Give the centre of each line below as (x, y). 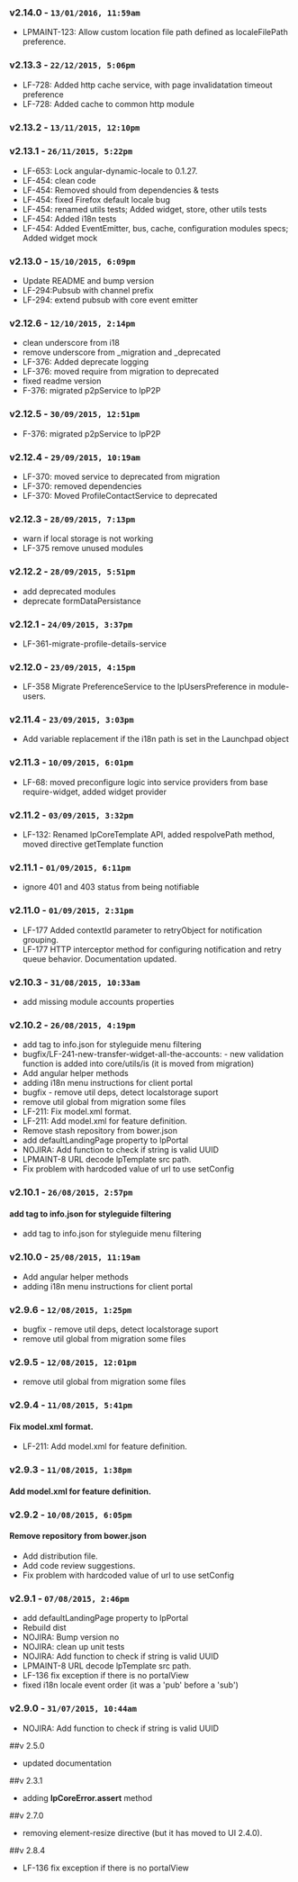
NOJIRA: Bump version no (71, 1637)
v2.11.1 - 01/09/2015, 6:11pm (70, 868)
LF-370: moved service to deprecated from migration (121, 476)
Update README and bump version (88, 281)
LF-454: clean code (59, 180)
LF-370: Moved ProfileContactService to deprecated (120, 496)
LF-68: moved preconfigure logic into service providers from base (145, 782)
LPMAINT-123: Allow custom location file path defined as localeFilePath (155, 32)
